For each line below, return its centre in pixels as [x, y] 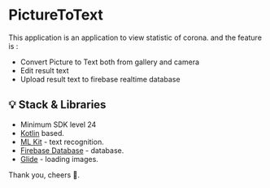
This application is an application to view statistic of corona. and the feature [135, 37]
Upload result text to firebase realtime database [100, 79]
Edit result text [44, 70]
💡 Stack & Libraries [57, 105]
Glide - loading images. [59, 159]
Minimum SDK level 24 [58, 125]
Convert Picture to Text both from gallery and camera [110, 62]
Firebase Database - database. [72, 150]
